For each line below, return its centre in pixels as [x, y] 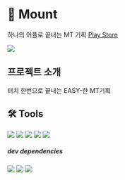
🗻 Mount [32, 14]
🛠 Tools [25, 114]
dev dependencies [35, 151]
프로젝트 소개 [34, 72]
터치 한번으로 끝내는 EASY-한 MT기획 [59, 90]
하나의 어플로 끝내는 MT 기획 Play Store [63, 34]
